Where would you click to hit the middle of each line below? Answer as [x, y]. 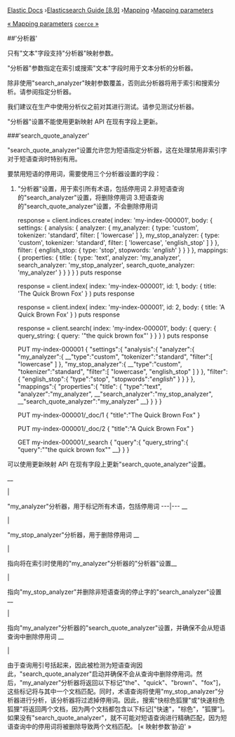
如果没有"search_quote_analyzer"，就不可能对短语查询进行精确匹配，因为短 [117, 718]
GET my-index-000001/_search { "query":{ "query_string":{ [103, 442]
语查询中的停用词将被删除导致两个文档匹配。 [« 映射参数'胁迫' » [99, 726]
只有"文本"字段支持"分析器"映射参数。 [62, 53]
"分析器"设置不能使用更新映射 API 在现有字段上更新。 [85, 121]
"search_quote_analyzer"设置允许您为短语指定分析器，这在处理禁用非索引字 [117, 150]
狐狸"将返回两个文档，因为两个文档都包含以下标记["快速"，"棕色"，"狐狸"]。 [118, 709]
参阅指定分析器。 [50, 92]
